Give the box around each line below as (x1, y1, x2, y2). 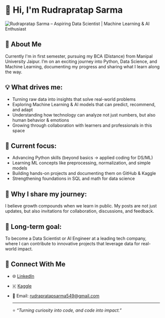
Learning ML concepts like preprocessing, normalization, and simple (12, 160, 151, 166)
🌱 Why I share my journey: (5, 190, 87, 198)
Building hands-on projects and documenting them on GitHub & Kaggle (12, 171, 156, 176)
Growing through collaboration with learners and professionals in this (12, 122, 152, 128)
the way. (5, 69, 23, 75)
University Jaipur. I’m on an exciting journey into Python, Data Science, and (5, 58, 157, 64)
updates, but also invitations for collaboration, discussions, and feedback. (5, 208, 155, 214)
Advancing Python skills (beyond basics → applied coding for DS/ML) (12, 155, 153, 161)
